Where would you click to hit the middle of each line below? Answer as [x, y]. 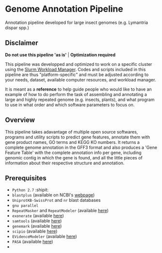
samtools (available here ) [37, 221]
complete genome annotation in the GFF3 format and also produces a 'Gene [81, 147]
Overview [20, 120]
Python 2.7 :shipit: [30, 190]
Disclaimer [22, 43]
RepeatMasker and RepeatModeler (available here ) [60, 211]
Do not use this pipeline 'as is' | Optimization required [60, 55]
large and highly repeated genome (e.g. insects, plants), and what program [80, 99]
